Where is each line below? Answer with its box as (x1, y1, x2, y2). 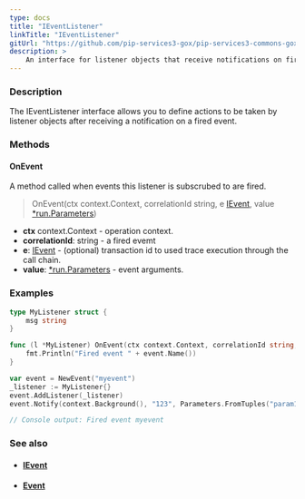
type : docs (9, 13, 51, 23)
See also (9, 437, 48, 450)
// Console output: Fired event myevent (9, 416, 165, 425)
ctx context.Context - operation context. (22, 226, 174, 237)
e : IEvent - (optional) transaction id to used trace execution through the (22, 245, 289, 256)
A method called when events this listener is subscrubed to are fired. (9, 181, 267, 191)
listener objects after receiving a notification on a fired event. (9, 115, 238, 127)
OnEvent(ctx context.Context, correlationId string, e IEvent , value (31, 199, 275, 210)
